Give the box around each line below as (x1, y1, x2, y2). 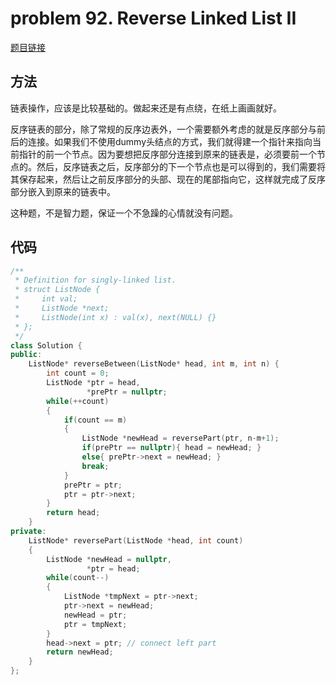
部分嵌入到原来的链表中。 (10, 185, 116, 197)
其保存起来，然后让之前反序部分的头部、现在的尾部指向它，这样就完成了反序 (10, 173, 326, 185)
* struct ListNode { (14, 285, 101, 295)
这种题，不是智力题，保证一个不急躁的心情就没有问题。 (10, 207, 238, 219)
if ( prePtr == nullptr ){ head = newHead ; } (81, 443, 262, 453)
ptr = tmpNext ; (63, 619, 128, 629)
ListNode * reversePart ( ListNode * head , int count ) (28, 535, 244, 546)
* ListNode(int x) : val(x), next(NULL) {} (14, 312, 217, 322)
